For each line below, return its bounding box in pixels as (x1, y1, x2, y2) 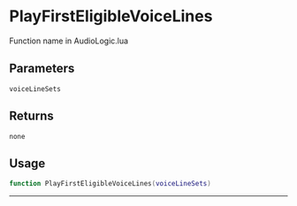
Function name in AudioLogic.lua (9, 35, 129, 46)
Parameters (9, 61, 75, 76)
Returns (9, 109, 55, 124)
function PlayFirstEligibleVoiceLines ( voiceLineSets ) (9, 179, 212, 188)
